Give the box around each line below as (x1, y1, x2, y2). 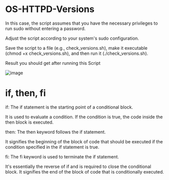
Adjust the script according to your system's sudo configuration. (5, 35, 139, 41)
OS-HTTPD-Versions (5, 4, 95, 15)
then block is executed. (5, 119, 54, 125)
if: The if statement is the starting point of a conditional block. (5, 104, 134, 110)
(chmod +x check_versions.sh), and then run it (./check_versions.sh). (5, 50, 148, 56)
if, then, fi (5, 87, 46, 99)
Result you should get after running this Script (5, 60, 101, 66)
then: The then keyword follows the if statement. (5, 129, 106, 135)
